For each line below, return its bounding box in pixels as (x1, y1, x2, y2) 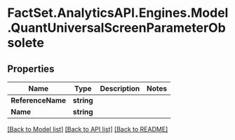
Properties (7, 63, 55, 75)
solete (7, 35, 44, 51)
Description (100, 84, 140, 93)
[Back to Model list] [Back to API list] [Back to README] (7, 125, 168, 133)
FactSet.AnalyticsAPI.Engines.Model (7, 5, 229, 21)
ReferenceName (11, 96, 67, 105)
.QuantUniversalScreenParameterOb (7, 20, 226, 36)
